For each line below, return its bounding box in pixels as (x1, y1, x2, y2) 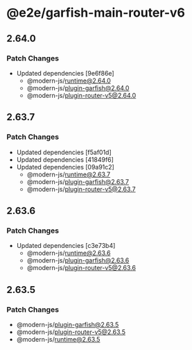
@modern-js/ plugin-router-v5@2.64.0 (26, 91, 137, 99)
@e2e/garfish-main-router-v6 (6, 5, 185, 21)
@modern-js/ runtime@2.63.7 (26, 170, 111, 178)
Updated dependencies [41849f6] (16, 155, 114, 164)
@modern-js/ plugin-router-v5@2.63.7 (26, 185, 136, 193)
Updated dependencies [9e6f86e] (16, 69, 115, 77)
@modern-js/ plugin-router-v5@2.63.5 (16, 328, 126, 336)
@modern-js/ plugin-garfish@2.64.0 (26, 83, 130, 92)
